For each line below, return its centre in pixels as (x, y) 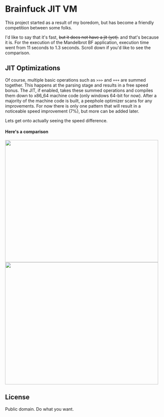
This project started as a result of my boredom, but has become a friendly (80, 22)
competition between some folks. (39, 27)
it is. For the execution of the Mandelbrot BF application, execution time (77, 42)
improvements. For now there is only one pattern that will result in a (73, 106)
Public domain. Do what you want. (40, 409)
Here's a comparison (27, 132)
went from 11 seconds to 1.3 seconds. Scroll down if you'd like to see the (78, 47)
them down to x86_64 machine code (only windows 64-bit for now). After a (81, 95)
